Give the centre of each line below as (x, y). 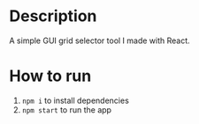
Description (53, 16)
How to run (50, 76)
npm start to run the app (67, 109)
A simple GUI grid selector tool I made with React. (99, 40)
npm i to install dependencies (76, 100)
